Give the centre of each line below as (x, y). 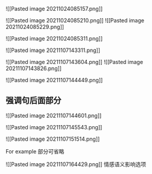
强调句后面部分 (33, 101)
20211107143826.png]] (33, 68)
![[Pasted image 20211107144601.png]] (54, 115)
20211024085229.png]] (35, 27)
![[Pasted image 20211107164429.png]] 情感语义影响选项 (76, 164)
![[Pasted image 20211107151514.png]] (53, 139)
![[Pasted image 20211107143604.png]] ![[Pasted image (74, 62)
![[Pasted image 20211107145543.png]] (54, 127)
